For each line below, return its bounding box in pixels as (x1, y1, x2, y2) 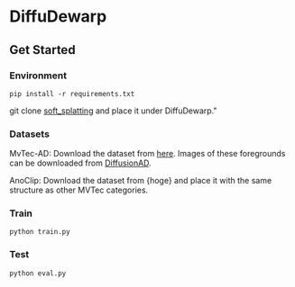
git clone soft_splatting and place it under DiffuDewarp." (9, 105, 218, 116)
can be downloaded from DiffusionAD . (9, 157, 152, 168)
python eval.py (9, 268, 67, 278)
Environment (9, 69, 68, 82)
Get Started (9, 42, 76, 58)
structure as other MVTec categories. (9, 184, 149, 195)
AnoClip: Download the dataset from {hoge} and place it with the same (9, 175, 272, 186)
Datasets (9, 128, 50, 140)
